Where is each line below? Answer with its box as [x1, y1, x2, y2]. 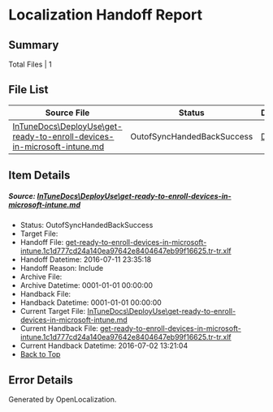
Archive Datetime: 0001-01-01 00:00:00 [19, 281, 153, 290]
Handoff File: [19, 238, 64, 247]
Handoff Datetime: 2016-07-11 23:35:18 [19, 255, 152, 264]
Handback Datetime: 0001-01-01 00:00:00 [19, 298, 162, 307]
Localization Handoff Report [8, 6, 203, 24]
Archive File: [19, 272, 63, 281]
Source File [45, 107, 90, 118]
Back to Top [19, 350, 61, 359]
